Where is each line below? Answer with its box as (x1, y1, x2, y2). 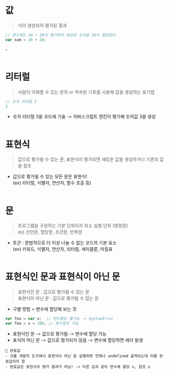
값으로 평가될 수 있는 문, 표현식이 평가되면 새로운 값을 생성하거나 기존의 (17, 156, 159, 162)
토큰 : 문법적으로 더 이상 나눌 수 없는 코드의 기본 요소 (12, 240, 117, 246)
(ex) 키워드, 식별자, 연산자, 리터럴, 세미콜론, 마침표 (12, 246, 113, 252)
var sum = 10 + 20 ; (5, 37, 47, 42)
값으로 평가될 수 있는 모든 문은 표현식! (12, 174, 87, 180)
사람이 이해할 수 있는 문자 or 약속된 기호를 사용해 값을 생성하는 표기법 (17, 89, 155, 95)
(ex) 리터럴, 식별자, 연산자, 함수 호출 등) (12, 180, 91, 186)
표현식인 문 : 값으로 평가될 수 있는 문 (17, 289, 90, 295)
